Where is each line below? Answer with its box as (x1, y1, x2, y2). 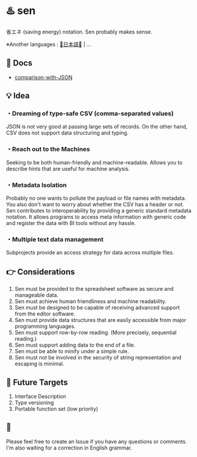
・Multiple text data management (6, 235, 104, 243)
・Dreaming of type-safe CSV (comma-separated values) (6, 109, 174, 117)
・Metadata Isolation (6, 181, 67, 189)
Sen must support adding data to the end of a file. (14, 341, 136, 349)
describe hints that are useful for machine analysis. (6, 165, 131, 172)
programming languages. (14, 323, 76, 330)
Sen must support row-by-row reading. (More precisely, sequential (14, 329, 177, 336)
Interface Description (14, 392, 66, 399)
